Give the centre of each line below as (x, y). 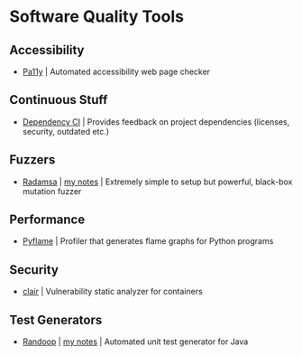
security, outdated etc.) (66, 131)
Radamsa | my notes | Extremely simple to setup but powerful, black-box (157, 182)
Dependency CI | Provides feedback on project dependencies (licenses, (156, 122)
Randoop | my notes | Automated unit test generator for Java (135, 342)
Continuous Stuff (59, 100)
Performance (47, 220)
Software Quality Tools (97, 17)
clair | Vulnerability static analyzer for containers (112, 292)
